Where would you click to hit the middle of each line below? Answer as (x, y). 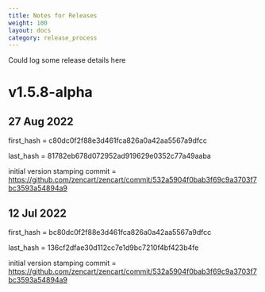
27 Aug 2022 (41, 121)
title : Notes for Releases (53, 15)
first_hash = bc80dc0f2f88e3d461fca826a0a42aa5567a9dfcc (110, 232)
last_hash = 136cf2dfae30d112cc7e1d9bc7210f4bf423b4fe (104, 248)
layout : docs (30, 30)
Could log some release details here (67, 60)
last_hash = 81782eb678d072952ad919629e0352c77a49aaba (110, 156)
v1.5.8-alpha (50, 92)
